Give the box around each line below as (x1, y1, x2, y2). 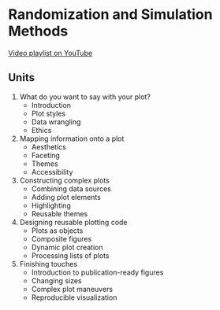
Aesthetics (31, 142, 67, 151)
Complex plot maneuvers (31, 284, 113, 293)
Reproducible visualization (31, 293, 117, 302)
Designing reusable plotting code (19, 217, 128, 227)
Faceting (31, 150, 61, 160)
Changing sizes (31, 275, 82, 285)
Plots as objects (31, 226, 84, 235)
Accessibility (31, 167, 73, 176)
